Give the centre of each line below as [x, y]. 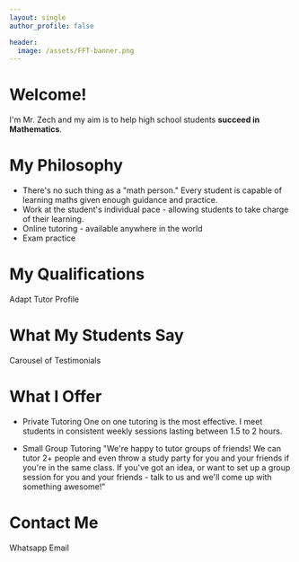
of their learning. [53, 219]
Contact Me [54, 523]
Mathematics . [36, 129]
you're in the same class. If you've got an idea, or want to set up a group [156, 467]
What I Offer [56, 397]
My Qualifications [77, 274]
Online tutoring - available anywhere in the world [113, 229]
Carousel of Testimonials [55, 360]
